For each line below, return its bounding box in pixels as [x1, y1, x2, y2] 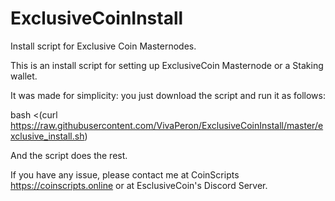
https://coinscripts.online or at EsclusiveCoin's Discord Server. [10, 179, 268, 191]
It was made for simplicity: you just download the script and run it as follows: [10, 89, 326, 101]
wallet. [10, 70, 38, 82]
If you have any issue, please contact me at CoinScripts [10, 168, 240, 181]
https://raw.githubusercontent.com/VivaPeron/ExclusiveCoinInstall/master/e [10, 119, 324, 131]
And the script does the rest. [10, 149, 128, 161]
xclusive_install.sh [10, 130, 85, 142]
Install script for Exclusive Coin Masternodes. [10, 40, 197, 52]
